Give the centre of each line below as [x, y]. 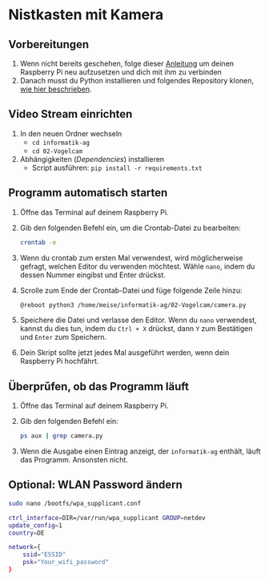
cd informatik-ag [61, 143]
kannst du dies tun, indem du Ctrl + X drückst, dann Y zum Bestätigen [136, 329]
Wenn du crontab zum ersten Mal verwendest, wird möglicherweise [131, 257]
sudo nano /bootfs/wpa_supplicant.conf [75, 503]
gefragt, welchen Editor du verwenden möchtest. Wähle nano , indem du [137, 266]
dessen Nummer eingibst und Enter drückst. [93, 275]
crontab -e [38, 242]
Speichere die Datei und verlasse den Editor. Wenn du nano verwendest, [139, 320]
